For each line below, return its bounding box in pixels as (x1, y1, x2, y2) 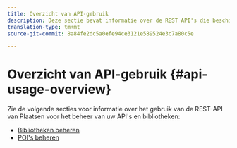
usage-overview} (7, 82, 111, 97)
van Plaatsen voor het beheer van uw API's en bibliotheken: (7, 112, 181, 121)
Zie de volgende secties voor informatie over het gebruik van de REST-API (7, 105, 224, 113)
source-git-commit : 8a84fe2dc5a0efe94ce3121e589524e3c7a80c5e (7, 30, 194, 37)
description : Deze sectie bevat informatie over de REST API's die (7, 17, 210, 24)
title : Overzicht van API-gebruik (7, 10, 109, 18)
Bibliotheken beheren (17, 126, 80, 135)
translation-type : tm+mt (7, 23, 80, 30)
